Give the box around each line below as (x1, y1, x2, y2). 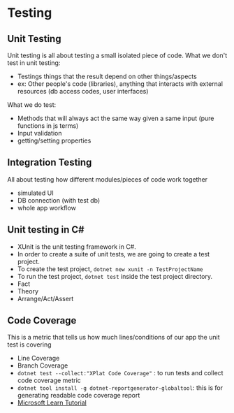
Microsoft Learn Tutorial (17, 398, 87, 407)
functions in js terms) (17, 122, 79, 130)
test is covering (7, 340, 52, 349)
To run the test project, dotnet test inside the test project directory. (17, 272, 213, 280)
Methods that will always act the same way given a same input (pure (17, 114, 214, 122)
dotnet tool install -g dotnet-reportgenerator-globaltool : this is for (17, 384, 224, 392)
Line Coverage (17, 354, 60, 363)
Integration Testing (7, 157, 92, 168)
